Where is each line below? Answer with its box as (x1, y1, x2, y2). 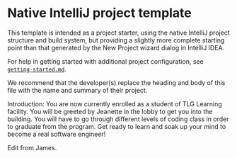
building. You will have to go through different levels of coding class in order (7, 115, 229, 123)
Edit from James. (7, 143, 57, 152)
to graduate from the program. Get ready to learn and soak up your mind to (7, 122, 226, 130)
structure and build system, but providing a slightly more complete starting (7, 35, 225, 44)
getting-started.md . (7, 64, 67, 73)
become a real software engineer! (7, 130, 106, 138)
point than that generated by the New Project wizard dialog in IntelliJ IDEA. (7, 43, 225, 52)
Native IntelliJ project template (7, 5, 192, 21)
